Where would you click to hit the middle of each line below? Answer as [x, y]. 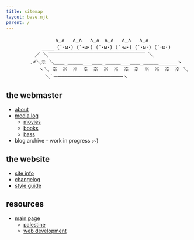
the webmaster [34, 95]
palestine [34, 224]
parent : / [18, 22]
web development [45, 231]
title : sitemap [25, 11]
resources [25, 204]
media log [27, 116]
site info [24, 173]
